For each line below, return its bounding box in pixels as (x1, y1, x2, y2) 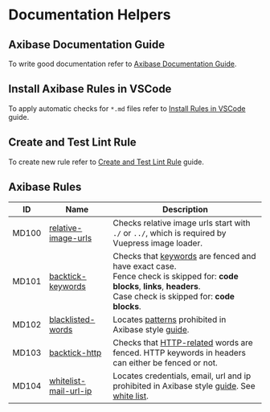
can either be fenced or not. (112, 357, 219, 369)
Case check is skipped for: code (112, 291, 235, 303)
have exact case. (112, 261, 177, 272)
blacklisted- (49, 314, 96, 325)
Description (162, 204, 209, 215)
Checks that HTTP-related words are (112, 337, 253, 348)
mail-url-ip (49, 385, 92, 397)
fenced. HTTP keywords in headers (112, 348, 247, 359)
